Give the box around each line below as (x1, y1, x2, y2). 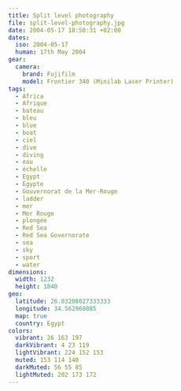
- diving (15, 151, 44, 158)
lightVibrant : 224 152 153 (15, 348, 104, 357)
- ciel (15, 136, 37, 144)
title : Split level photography (8, 11, 114, 20)
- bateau (15, 107, 44, 115)
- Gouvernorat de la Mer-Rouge (15, 187, 118, 195)
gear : (8, 56, 26, 64)
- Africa (15, 92, 44, 100)
